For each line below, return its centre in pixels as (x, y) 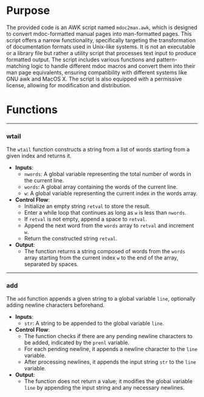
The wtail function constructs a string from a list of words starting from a (98, 150)
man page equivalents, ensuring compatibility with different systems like (97, 72)
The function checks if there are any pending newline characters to (108, 336)
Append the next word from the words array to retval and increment (109, 225)
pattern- (167, 59)
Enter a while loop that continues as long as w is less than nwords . (105, 213)
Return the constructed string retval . (70, 239)
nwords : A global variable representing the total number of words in (107, 174)
